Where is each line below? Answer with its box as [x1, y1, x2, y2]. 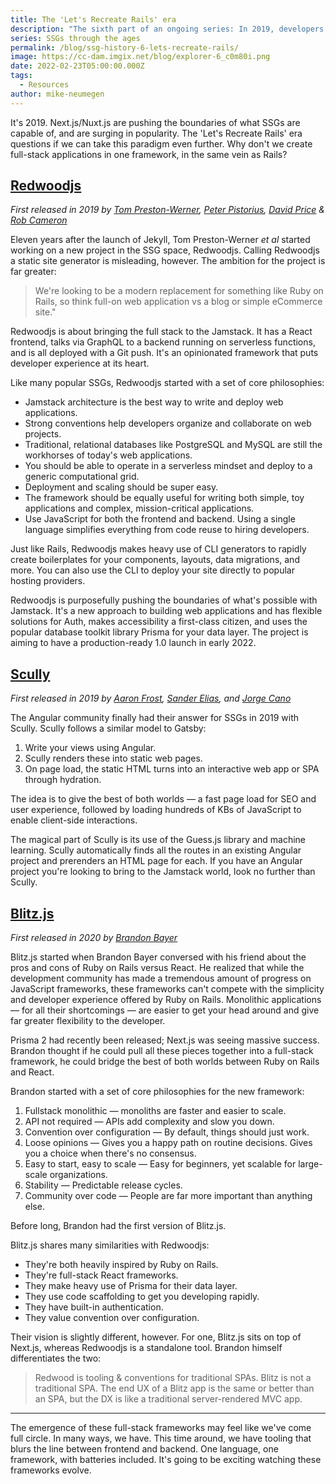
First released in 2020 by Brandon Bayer [10, 932, 178, 944]
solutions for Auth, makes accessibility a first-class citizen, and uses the [10, 616, 308, 628]
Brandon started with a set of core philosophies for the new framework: [10, 1086, 305, 1098]
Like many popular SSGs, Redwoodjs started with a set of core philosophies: [10, 377, 325, 389]
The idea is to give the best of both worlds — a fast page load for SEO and [10, 793, 317, 805]
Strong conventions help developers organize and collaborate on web [24, 417, 312, 430]
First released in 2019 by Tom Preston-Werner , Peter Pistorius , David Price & [10, 204, 325, 216]
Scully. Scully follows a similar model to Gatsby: [10, 722, 207, 735]
